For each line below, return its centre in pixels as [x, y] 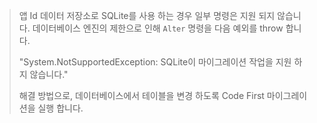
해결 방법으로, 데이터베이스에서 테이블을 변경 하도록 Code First [141, 95]
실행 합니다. [60, 108]
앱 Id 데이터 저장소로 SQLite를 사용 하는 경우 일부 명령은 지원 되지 [147, 15]
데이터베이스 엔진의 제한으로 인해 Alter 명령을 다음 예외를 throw [158, 28]
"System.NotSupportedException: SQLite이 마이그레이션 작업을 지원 [155, 62]
